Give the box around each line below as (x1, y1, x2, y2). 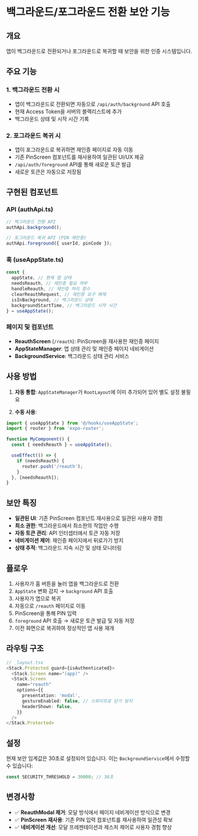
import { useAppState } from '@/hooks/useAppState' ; (6, 420, 139, 426)
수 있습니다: (6, 762, 34, 770)
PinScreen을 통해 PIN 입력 (14, 609, 77, 616)
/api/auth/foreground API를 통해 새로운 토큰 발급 (14, 160, 131, 168)
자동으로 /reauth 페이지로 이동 (14, 602, 86, 609)
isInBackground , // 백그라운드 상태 (11, 297, 93, 303)
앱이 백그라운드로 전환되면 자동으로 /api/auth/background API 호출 (14, 100, 171, 107)
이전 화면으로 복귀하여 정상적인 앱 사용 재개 (14, 624, 115, 631)
